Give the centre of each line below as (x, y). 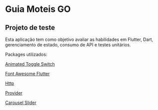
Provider (14, 93)
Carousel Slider (21, 103)
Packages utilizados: (26, 54)
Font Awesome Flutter (27, 74)
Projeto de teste (30, 28)
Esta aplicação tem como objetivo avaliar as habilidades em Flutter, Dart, (79, 39)
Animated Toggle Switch (30, 64)
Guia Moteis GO (38, 9)
